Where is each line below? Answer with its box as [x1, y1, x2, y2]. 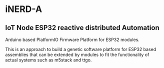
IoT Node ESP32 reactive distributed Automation [5, 23, 160, 32]
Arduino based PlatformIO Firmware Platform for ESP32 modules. [5, 36, 140, 42]
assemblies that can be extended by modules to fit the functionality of [5, 51, 149, 57]
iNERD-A [5, 3, 42, 15]
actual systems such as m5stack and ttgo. [5, 57, 92, 63]
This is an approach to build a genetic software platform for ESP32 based [5, 46, 156, 52]
